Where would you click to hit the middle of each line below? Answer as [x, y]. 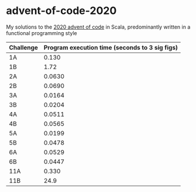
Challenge [23, 47]
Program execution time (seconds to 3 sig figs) [111, 47]
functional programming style [42, 33]
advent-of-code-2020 [61, 11]
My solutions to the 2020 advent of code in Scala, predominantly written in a [98, 27]
